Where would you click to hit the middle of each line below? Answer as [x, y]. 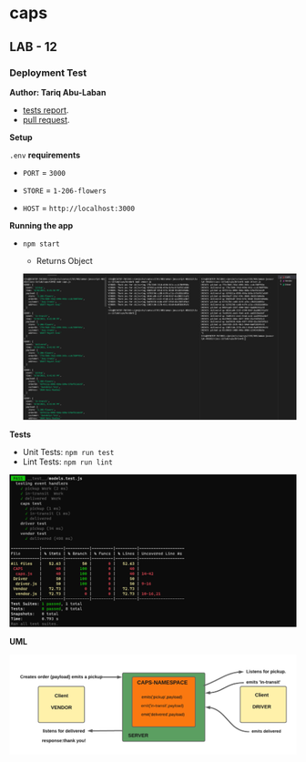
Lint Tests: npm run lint [68, 462]
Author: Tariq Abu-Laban [58, 92]
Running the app [41, 225]
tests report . [46, 110]
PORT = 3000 [44, 172]
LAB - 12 [33, 47]
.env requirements [45, 155]
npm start [41, 244]
